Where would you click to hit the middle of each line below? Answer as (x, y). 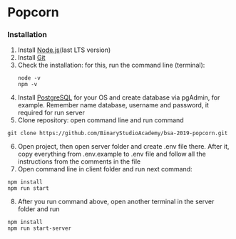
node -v (29, 78)
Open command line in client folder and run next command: (105, 169)
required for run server (51, 113)
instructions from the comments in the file (79, 161)
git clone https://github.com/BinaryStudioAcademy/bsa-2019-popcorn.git (118, 133)
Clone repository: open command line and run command (101, 120)
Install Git (31, 58)
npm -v (27, 85)
